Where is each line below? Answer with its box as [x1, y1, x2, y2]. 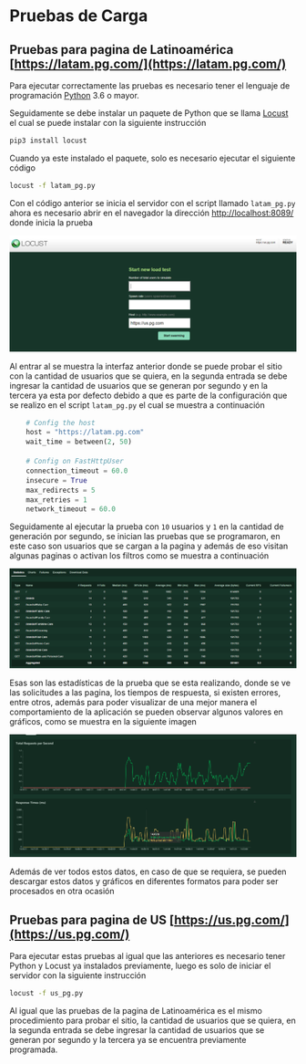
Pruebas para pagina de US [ [9, 912, 175, 927]
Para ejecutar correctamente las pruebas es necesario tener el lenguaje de [9, 80, 291, 91]
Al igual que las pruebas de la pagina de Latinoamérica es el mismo [9, 1005, 262, 1016]
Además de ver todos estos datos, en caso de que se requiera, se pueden [9, 866, 287, 877]
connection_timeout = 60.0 [25, 466, 128, 475]
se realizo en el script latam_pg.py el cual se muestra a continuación [9, 399, 266, 411]
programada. [9, 1044, 58, 1055]
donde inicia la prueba [9, 216, 94, 228]
